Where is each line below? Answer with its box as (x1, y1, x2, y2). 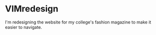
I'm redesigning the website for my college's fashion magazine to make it (5, 19, 152, 25)
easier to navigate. (5, 24, 42, 30)
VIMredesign (5, 3, 58, 14)
